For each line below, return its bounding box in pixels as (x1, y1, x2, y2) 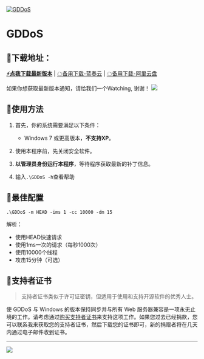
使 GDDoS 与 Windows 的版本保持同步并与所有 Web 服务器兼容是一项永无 (6, 306, 191, 313)
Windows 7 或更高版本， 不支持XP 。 (24, 134, 114, 142)
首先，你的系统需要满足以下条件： (15, 121, 101, 129)
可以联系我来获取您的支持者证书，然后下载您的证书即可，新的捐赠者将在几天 (6, 321, 198, 328)
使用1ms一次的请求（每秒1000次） (15, 241, 101, 248)
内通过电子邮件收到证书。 (6, 329, 70, 336)
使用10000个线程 (15, 248, 58, 256)
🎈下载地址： (6, 52, 52, 63)
